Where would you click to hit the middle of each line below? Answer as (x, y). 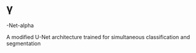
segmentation (23, 43)
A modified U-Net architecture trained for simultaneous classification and (98, 37)
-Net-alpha (20, 25)
